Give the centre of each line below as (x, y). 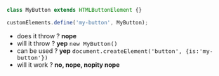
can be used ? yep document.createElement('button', (99, 51)
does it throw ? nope (47, 36)
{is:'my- (199, 51)
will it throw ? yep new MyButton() (67, 43)
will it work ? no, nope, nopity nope (68, 64)
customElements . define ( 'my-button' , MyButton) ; (78, 22)
